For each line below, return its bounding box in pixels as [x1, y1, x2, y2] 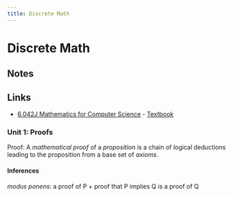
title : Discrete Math [7, 10, 70, 17]
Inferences [7, 166, 40, 175]
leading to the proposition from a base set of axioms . [7, 150, 159, 159]
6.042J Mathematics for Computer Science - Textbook [17, 110, 174, 118]
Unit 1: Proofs [7, 127, 53, 136]
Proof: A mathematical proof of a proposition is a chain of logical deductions [7, 143, 226, 152]
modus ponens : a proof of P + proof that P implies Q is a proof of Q [7, 182, 199, 190]
